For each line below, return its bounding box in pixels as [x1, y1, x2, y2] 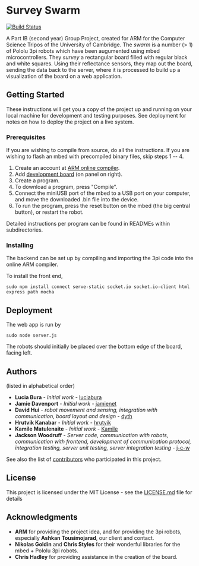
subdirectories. [6, 226, 43, 233]
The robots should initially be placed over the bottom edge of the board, [6, 343, 182, 350]
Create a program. [14, 177, 60, 184]
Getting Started [6, 90, 65, 100]
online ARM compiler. [6, 261, 58, 268]
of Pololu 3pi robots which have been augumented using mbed [6, 47, 160, 54]
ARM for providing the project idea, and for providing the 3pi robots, [14, 528, 182, 535]
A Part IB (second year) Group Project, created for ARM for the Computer [6, 34, 185, 42]
